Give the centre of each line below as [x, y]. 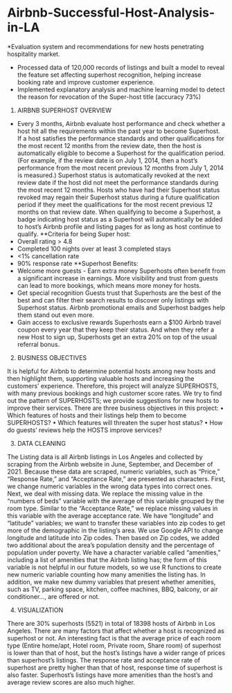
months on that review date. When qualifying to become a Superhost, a [119, 212]
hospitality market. [34, 54]
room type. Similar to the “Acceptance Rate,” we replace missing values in [113, 508]
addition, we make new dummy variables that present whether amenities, [111, 582]
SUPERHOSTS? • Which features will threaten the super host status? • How [115, 422]
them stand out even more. [56, 315]
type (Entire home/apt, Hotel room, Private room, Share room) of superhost [114, 645]
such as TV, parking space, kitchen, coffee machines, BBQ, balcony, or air [113, 589]
